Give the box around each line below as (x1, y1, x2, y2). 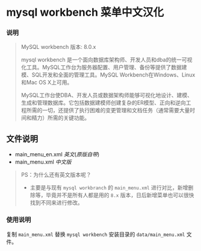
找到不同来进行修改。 (29, 199, 83, 206)
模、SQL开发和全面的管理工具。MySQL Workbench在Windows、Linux (20, 71, 196, 78)
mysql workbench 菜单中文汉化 (6, 5, 164, 19)
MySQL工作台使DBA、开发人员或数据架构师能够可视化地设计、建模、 (20, 92, 193, 99)
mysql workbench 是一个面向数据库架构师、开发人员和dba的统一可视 (20, 56, 193, 63)
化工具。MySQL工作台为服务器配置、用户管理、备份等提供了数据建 (20, 64, 187, 71)
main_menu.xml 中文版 (14, 158, 72, 166)
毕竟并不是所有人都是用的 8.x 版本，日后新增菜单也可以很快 (46, 191, 194, 199)
